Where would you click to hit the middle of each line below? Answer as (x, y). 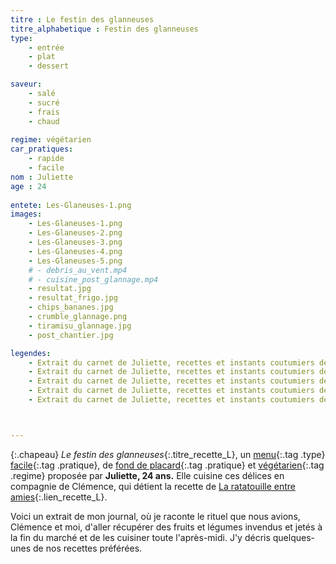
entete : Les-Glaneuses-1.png (71, 205)
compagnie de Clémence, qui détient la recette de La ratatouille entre (153, 486)
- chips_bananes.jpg (71, 307)
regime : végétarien (51, 140)
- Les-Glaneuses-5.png (75, 261)
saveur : (26, 84)
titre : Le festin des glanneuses (82, 19)
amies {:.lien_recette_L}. (59, 497)
